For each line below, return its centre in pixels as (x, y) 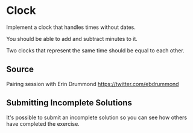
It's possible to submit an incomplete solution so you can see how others (97, 117)
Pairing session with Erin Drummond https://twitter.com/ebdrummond (93, 84)
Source (20, 70)
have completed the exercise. (43, 123)
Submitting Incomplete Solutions (69, 103)
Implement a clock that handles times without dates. (71, 27)
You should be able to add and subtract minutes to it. (72, 39)
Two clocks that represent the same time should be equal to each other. (96, 50)
